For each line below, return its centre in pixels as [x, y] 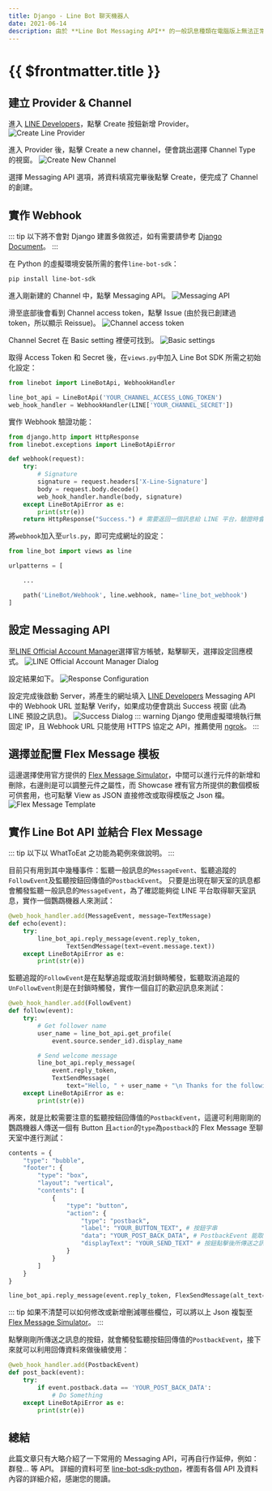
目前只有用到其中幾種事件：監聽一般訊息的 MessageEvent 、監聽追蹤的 [122, 870]
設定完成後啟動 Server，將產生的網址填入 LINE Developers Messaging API [132, 696]
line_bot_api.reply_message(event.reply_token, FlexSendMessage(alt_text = [137, 1296]
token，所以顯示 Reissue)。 [55, 323]
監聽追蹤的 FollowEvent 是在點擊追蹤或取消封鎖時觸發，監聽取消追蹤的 [124, 978]
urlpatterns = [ [36, 566]
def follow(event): [41, 1011]
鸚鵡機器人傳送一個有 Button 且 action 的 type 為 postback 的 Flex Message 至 [132, 1127]
